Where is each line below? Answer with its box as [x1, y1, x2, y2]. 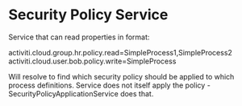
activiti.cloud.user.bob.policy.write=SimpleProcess [8, 56, 177, 66]
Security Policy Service [8, 6, 169, 24]
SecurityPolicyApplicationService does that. [8, 88, 154, 98]
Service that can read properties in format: [8, 32, 150, 42]
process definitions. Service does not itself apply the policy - [8, 80, 211, 90]
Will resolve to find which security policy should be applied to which [8, 71, 235, 81]
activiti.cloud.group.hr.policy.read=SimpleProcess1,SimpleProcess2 [8, 47, 232, 57]
